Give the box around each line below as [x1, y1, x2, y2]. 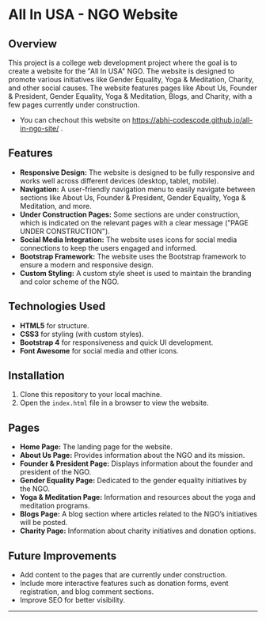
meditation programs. [19, 501, 90, 511]
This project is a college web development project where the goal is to [8, 58, 237, 67]
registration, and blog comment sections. [19, 587, 154, 596]
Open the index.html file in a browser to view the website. [19, 398, 210, 408]
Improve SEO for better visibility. [19, 595, 125, 605]
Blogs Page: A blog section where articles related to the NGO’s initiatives [19, 509, 258, 519]
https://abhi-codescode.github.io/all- [131, 115, 253, 124]
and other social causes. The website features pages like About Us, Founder [8, 83, 257, 93]
